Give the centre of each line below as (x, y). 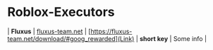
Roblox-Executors (61, 12)
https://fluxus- (111, 31)
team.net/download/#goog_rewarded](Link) (71, 38)
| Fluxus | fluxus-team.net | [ (49, 31)
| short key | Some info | (171, 38)
